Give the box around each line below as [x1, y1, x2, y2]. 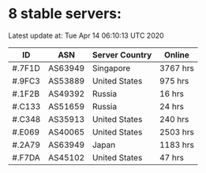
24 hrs [159, 101, 184, 112]
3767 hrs [159, 62, 195, 73]
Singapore [92, 62, 131, 73]
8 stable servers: [8, 5, 122, 23]
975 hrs [159, 75, 189, 86]
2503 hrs [159, 127, 195, 138]
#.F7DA [12, 152, 41, 163]
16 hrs [159, 88, 184, 99]
